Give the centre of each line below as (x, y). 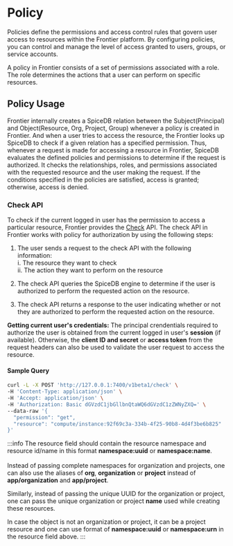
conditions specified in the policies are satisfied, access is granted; (103, 179)
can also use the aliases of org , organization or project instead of (102, 473)
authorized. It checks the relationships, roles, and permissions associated (112, 165)
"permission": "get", (45, 417)
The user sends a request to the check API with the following (104, 248)
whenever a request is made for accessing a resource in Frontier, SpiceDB (113, 150)
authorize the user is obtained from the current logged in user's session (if (114, 333)
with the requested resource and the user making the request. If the (104, 172)
